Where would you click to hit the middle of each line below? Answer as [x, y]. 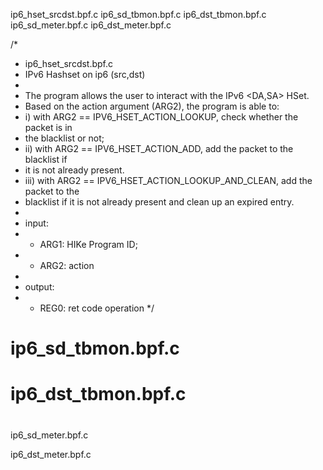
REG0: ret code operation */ [97, 308]
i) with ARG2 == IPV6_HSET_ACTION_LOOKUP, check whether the [161, 117]
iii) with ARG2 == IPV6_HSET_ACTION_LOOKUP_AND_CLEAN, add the [168, 180]
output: [39, 287]
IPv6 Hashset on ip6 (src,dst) [85, 74]
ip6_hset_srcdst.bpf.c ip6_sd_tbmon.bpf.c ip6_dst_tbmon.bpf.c [138, 14]
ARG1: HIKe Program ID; [88, 244]
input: [36, 223]
